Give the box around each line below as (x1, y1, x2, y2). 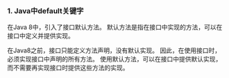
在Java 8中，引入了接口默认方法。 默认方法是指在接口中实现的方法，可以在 (7, 23, 223, 32)
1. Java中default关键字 (7, 6, 84, 15)
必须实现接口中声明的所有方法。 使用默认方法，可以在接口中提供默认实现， (7, 55, 222, 64)
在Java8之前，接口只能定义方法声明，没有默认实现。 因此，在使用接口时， (7, 46, 221, 55)
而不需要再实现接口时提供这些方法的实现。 (7, 64, 129, 72)
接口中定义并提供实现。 (7, 32, 74, 40)
